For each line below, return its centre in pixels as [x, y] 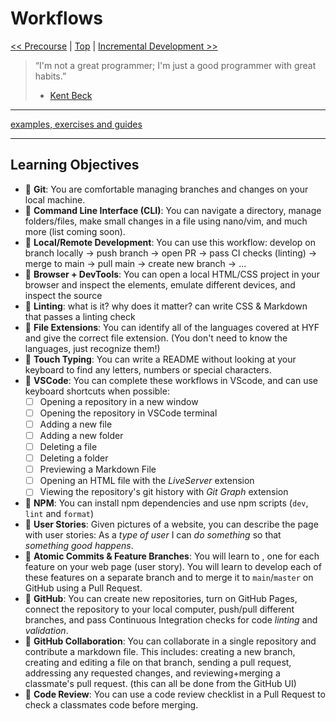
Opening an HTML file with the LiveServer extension [147, 481]
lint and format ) [59, 514]
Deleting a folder [74, 458]
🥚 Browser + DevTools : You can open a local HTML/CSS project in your [172, 274]
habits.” [50, 76]
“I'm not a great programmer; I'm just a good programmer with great [175, 65]
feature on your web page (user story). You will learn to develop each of [173, 567]
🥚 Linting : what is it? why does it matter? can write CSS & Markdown [166, 306]
